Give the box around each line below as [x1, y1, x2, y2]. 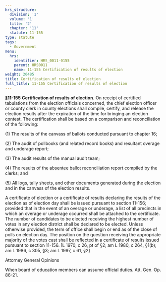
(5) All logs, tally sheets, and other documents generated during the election [5, 180, 161, 186]
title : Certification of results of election [5, 76, 101, 81]
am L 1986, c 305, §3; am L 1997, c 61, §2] [5, 247, 90, 253]
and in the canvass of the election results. [5, 185, 91, 191]
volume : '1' [9, 16, 35, 21]
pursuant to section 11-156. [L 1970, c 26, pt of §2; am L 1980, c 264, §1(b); [5, 242, 157, 248]
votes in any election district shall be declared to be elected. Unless [5, 221, 143, 227]
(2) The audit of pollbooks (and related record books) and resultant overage [5, 140, 160, 146]
